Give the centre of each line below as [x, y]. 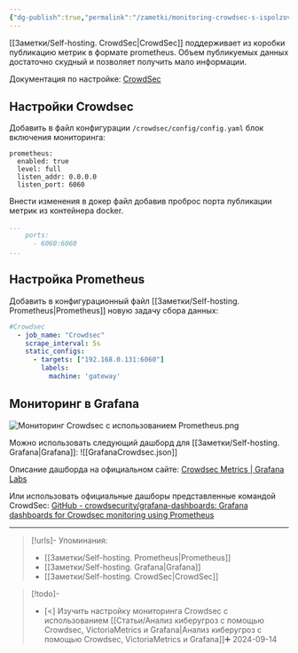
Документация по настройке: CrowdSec [85, 79]
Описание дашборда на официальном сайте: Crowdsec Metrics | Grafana [147, 469]
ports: [37, 235]
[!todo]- [45, 593]
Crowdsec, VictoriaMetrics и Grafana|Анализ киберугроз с [153, 629]
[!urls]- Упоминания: [69, 540]
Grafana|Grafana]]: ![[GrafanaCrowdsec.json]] [94, 452]
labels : [55, 368]
